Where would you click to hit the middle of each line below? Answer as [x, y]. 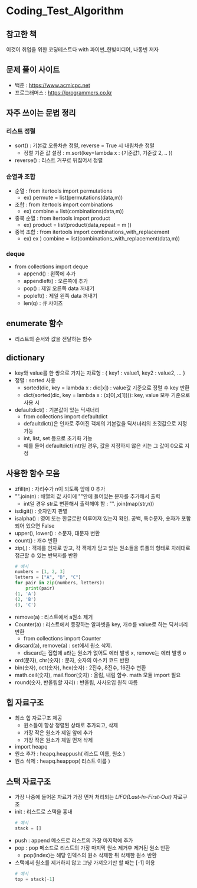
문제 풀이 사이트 [33, 70]
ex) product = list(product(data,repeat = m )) [77, 225]
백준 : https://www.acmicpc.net [52, 85]
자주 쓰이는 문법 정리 [41, 113]
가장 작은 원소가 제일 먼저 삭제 [58, 740]
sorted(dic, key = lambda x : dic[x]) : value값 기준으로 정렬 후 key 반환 [106, 388]
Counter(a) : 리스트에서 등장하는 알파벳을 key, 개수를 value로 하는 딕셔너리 [101, 624]
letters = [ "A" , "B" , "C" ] [48, 577]
